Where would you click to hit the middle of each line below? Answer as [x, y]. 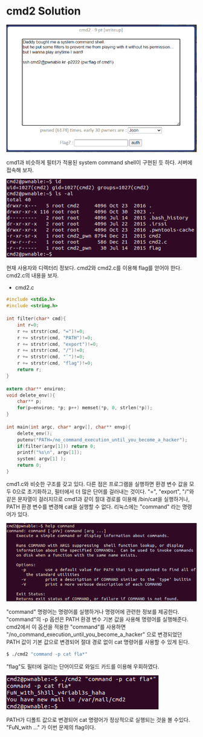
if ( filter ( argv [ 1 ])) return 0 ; [56, 446]
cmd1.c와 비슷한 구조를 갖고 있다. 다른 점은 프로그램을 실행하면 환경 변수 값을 [97, 484]
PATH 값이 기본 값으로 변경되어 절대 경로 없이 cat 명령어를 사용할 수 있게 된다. [98, 641]
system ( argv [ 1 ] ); [42, 459]
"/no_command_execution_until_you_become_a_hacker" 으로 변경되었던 [94, 634]
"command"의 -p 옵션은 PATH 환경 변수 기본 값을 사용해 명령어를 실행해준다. [98, 619]
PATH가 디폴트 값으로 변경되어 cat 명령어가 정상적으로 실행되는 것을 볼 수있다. [98, 719]
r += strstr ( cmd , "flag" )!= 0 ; [55, 363]
